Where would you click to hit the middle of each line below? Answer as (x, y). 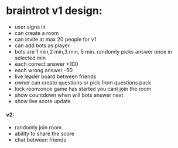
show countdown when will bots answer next (69, 95)
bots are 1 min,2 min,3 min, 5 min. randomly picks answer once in (93, 51)
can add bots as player (42, 45)
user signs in (30, 27)
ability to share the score (44, 134)
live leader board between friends (55, 76)
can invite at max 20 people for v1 (55, 39)
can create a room (37, 33)
